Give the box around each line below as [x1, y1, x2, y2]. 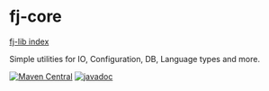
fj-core [9, 6, 63, 27]
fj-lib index [9, 36, 49, 47]
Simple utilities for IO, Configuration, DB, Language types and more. [9, 53, 261, 64]
